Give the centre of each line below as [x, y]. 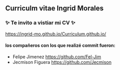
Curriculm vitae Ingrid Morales [54, 8]
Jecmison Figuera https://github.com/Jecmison [62, 62]
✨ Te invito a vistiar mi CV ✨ [41, 23]
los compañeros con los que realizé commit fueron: [60, 46]
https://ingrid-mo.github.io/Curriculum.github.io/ [56, 34]
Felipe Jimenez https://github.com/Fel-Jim [57, 57]
